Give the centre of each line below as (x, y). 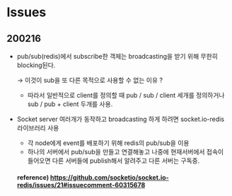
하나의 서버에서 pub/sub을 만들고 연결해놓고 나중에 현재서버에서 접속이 (126, 152)
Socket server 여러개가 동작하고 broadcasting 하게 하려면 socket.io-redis (120, 119)
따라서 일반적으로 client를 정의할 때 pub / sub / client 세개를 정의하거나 (126, 95)
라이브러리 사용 (38, 128)
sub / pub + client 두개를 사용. (70, 104)
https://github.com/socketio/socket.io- (109, 177)
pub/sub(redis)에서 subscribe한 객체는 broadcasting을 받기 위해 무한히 (117, 56)
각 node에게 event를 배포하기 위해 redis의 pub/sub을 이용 (108, 143)
